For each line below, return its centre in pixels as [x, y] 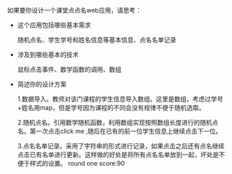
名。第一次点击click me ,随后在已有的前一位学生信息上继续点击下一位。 [119, 131]
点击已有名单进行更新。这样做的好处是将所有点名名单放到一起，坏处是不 [121, 155]
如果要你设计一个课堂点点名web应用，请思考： [74, 10]
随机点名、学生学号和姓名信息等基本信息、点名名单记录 [96, 40]
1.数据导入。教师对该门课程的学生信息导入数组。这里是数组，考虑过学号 [120, 99]
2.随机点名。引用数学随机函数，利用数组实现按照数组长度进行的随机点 [118, 122]
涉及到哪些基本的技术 [48, 55]
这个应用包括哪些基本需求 [54, 25]
